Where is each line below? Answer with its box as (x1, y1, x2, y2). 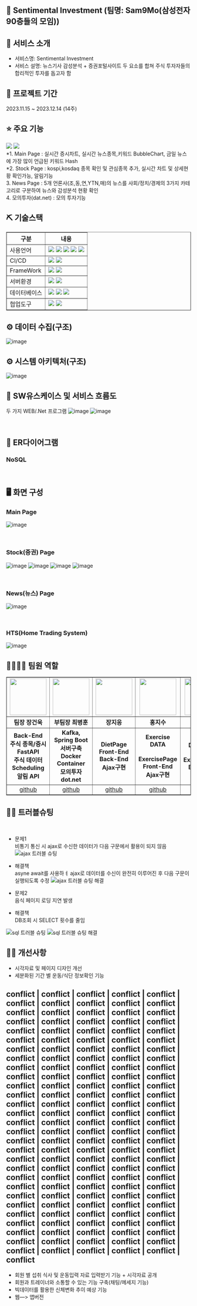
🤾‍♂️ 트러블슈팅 (6, 807, 54, 817)
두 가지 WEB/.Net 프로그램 (6, 408, 67, 415)
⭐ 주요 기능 (6, 124, 44, 134)
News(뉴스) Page (6, 589, 55, 597)
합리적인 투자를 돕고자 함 (14, 70, 72, 77)
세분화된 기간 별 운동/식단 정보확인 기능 (14, 972, 104, 979)
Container (56, 759, 86, 768)
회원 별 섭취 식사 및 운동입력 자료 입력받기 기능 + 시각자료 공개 (14, 1271, 157, 1278)
